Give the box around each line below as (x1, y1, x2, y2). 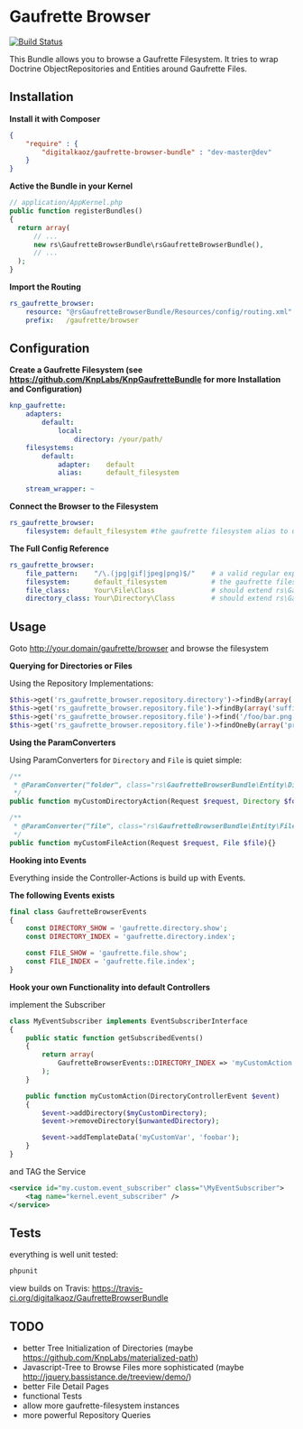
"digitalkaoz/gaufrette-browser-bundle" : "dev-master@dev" (41, 147, 272, 157)
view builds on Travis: (9, 1283, 90, 1294)
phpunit (9, 1267, 39, 1276)
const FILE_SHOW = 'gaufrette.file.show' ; (25, 949, 188, 958)
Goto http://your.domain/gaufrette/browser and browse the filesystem (9, 643, 269, 654)
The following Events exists (9, 890, 115, 900)
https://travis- (91, 1283, 143, 1294)
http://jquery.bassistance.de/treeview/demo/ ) (22, 1371, 192, 1382)
